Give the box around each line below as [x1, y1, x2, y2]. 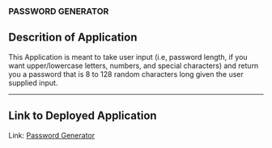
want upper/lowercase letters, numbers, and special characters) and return [8, 61, 259, 70]
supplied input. [8, 78, 58, 87]
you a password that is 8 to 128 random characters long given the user [8, 69, 244, 78]
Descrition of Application [8, 31, 138, 44]
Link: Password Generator [8, 130, 96, 140]
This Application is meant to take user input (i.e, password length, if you [8, 52, 249, 61]
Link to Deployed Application [8, 109, 157, 123]
